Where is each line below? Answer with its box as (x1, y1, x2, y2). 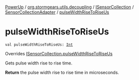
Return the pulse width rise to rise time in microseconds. (5, 69, 119, 75)
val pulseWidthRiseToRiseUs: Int (5, 42, 73, 47)
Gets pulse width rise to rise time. (5, 60, 73, 66)
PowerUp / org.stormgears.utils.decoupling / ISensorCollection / (5, 4, 134, 10)
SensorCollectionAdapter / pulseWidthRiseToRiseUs (5, 9, 109, 15)
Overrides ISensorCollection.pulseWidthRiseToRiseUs (5, 50, 113, 56)
